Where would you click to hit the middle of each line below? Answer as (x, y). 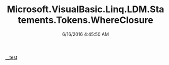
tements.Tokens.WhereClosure (86, 20)
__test (11, 57)
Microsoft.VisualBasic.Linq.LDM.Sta (86, 9)
